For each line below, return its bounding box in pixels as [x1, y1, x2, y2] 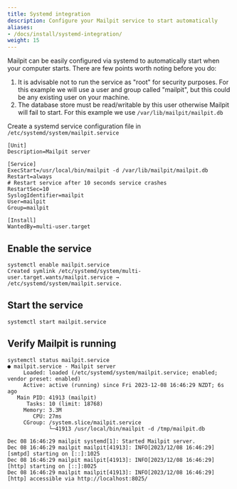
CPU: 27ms [33, 413, 62, 420]
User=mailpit [7, 198, 46, 205]
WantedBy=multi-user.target [7, 223, 91, 230]
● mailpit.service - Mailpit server [7, 363, 116, 370]
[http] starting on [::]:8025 [7, 463, 98, 470]
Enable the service [7, 242, 93, 254]
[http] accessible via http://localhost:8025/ [7, 475, 148, 482]
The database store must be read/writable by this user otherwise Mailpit [17, 101, 230, 109]
